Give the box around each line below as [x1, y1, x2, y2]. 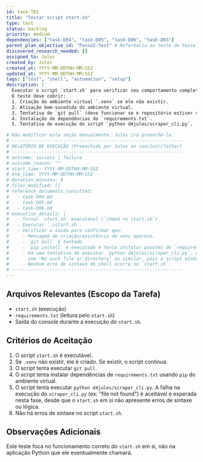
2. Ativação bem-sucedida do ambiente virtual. [11, 104, 134, 111]
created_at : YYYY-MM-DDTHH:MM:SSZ [6, 65, 94, 71]
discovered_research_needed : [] [6, 48, 88, 54]
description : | [6, 82, 45, 88]
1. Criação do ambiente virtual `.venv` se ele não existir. [11, 98, 169, 104]
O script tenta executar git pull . [14, 364, 97, 371]
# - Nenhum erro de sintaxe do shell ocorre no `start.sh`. [6, 261, 172, 268]
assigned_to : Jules [6, 54, 56, 60]
